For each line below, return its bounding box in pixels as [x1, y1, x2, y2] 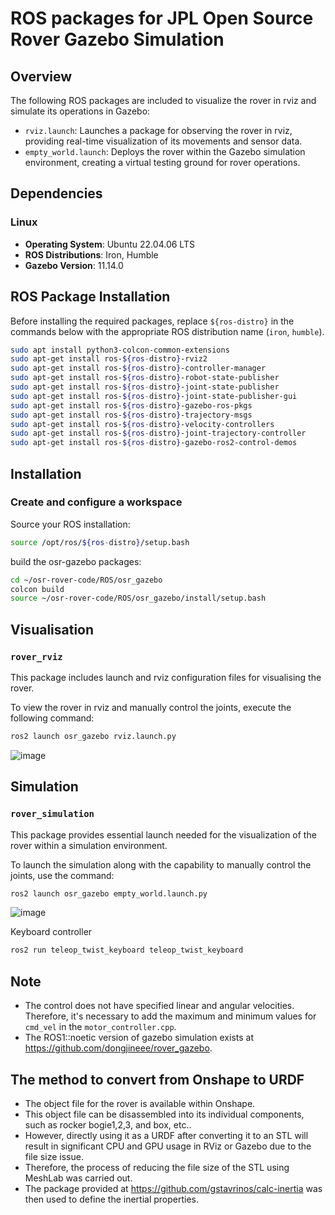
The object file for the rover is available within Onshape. [24, 1097, 256, 1109]
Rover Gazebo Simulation [10, 28, 225, 51]
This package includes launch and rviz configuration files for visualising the [10, 672, 322, 683]
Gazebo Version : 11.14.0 [24, 259, 124, 271]
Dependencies [10, 185, 103, 202]
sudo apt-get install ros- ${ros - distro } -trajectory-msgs [10, 410, 253, 420]
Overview [10, 68, 73, 85]
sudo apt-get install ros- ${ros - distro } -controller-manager [10, 363, 267, 374]
